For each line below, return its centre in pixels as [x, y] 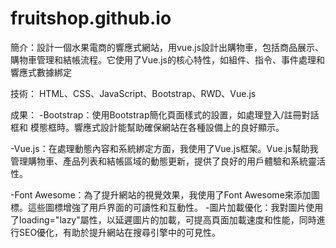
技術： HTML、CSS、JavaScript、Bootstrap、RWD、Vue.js [133, 93]
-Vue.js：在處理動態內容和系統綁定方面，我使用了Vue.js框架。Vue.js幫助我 [164, 148]
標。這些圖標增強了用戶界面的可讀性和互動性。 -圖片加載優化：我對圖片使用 [167, 207]
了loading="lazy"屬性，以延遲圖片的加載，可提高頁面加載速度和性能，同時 [163, 219]
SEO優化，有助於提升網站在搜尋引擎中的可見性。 [120, 232]
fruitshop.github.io [91, 18]
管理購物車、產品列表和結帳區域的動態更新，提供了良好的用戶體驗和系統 [159, 161]
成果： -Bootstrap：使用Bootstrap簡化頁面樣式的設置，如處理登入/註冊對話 [165, 114]
